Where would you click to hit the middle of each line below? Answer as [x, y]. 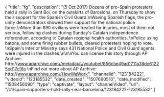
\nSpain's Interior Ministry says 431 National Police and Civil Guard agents [80, 48]
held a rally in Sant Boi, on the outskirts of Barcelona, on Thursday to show [80, 12]
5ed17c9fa [15, 69]
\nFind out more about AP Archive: [62, 69]
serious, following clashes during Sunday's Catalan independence [72, 33]
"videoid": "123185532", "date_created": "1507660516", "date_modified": [78, 79]
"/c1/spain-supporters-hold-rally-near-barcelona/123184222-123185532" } [80, 89]
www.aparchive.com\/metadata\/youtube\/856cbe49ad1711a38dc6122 [88, 64]
